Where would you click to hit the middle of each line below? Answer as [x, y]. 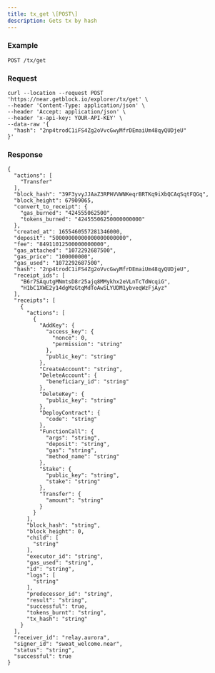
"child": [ [42, 538]
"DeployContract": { [70, 413]
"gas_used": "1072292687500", [59, 263]
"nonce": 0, [70, 338]
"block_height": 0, [55, 532]
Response [25, 155]
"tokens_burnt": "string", [66, 613]
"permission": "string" [87, 344]
